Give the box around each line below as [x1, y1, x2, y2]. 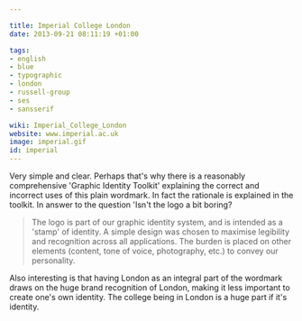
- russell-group [9, 87, 70, 96]
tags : [9, 46, 30, 55]
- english [9, 54, 47, 63]
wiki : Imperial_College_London [9, 121, 127, 130]
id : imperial [9, 146, 59, 155]
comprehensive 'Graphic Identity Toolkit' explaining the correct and [9, 180, 260, 190]
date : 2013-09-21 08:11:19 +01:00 [9, 29, 140, 39]
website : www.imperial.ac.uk [9, 129, 119, 138]
